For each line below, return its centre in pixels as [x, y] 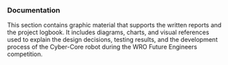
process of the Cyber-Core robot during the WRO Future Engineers [102, 47]
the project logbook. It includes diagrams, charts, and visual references [108, 32]
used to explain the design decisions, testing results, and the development [113, 40]
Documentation [34, 10]
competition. [25, 54]
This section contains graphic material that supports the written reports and [114, 25]
